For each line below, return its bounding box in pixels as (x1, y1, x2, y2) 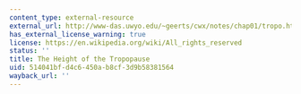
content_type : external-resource (9, 13, 134, 22)
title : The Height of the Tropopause (9, 55, 150, 64)
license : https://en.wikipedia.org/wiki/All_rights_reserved (9, 38, 243, 47)
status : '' (9, 47, 50, 56)
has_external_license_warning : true (9, 30, 146, 38)
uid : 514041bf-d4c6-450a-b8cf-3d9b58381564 (9, 64, 175, 73)
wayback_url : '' (9, 72, 70, 81)
